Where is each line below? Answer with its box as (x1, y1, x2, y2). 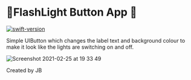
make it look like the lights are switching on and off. (6, 43, 134, 51)
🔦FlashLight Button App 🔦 (6, 5, 137, 19)
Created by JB (6, 66, 42, 74)
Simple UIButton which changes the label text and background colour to (6, 37, 186, 44)
